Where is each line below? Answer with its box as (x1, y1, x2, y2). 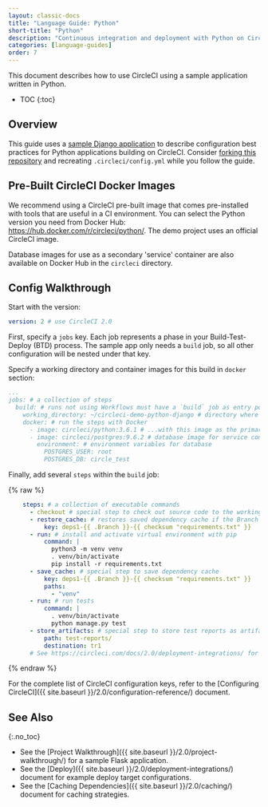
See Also (8, 710, 53, 724)
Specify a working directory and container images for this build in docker (8, 365, 247, 374)
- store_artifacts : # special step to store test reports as (29, 627, 238, 635)
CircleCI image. (8, 234, 59, 243)
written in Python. (8, 79, 66, 89)
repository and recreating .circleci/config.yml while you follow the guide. (8, 156, 255, 165)
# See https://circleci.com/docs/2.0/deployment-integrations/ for (29, 649, 259, 657)
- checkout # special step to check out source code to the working (29, 508, 262, 516)
